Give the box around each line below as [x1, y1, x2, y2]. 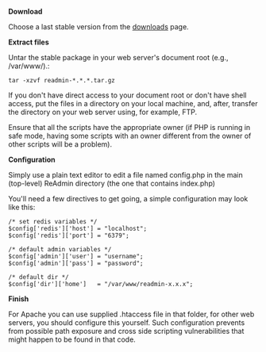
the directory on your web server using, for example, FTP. [8, 107, 197, 117]
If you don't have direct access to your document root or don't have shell [8, 90, 247, 100]
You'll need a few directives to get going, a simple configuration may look [8, 194, 249, 203]
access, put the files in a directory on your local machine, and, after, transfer [8, 99, 258, 108]
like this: [8, 202, 36, 212]
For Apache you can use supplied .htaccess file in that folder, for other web [8, 309, 255, 319]
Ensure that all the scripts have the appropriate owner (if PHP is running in [8, 123, 251, 132]
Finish [8, 294, 29, 304]
